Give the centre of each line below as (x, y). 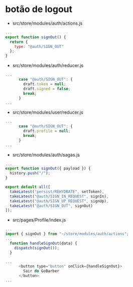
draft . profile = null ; (47, 131)
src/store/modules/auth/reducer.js (48, 65)
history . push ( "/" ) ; (30, 173)
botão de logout (39, 9)
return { (19, 42)
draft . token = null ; (45, 84)
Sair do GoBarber (41, 271)
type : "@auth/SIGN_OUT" (39, 46)
